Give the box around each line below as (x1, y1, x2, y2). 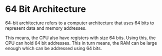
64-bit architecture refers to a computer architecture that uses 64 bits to (5, 20, 154, 26)
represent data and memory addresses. (5, 25, 86, 31)
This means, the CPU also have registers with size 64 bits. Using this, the (5, 35, 156, 41)
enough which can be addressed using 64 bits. (5, 45, 102, 51)
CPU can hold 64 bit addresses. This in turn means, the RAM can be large (5, 40, 157, 46)
